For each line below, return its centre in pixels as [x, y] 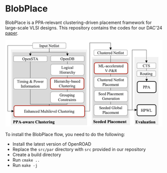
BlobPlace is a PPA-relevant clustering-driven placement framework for [79, 22]
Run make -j [25, 166]
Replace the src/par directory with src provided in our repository [79, 150]
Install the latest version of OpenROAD [52, 144]
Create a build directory [37, 155]
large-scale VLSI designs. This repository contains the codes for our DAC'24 [84, 27]
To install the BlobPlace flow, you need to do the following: [65, 135]
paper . [12, 33]
